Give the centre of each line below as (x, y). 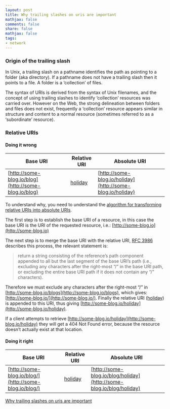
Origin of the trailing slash (38, 60)
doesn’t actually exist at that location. (44, 329)
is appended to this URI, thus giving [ (44, 303)
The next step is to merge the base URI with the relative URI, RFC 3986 (79, 241)
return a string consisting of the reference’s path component (80, 256)
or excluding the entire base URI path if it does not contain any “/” (86, 272)
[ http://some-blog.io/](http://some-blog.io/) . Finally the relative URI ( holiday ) (85, 298)
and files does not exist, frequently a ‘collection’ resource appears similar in (84, 109)
